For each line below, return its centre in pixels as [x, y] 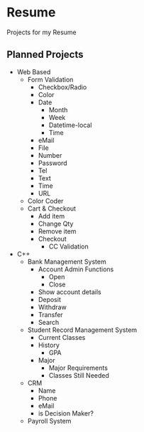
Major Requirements [78, 368]
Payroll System [49, 421]
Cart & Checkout [51, 209]
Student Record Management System [82, 330]
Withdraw [52, 307]
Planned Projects [45, 55]
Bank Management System [67, 261]
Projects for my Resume [41, 32]
